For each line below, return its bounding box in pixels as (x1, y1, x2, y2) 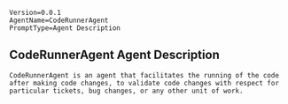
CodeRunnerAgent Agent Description (9, 48, 220, 63)
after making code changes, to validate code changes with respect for (9, 78, 279, 87)
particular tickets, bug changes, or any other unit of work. (9, 86, 244, 95)
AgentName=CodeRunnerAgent (9, 16, 109, 25)
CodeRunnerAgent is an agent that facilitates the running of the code (9, 71, 279, 79)
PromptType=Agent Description (9, 24, 121, 33)
